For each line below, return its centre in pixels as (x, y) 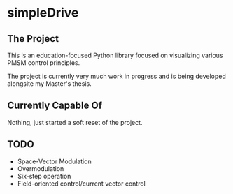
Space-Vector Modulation (55, 161)
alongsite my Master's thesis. (50, 84)
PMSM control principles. (44, 63)
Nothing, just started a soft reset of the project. (75, 122)
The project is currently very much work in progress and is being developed (116, 76)
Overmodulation (41, 168)
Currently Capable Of (55, 106)
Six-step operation (44, 176)
